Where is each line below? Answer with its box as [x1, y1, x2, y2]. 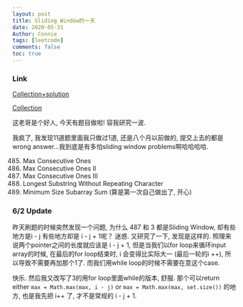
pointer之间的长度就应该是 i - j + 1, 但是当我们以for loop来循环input [31, 241, 227, 249]
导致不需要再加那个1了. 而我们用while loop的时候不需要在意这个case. [18, 259, 220, 267]
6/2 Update [12, 206, 53, 216]
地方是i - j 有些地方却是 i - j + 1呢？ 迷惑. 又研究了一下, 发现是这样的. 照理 [12, 232, 225, 241]
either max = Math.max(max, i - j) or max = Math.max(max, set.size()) [12, 283, 222, 291]
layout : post [12, 10, 51, 18]
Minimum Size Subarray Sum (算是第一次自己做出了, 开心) [22, 188, 192, 197]
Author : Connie [12, 30, 58, 38]
